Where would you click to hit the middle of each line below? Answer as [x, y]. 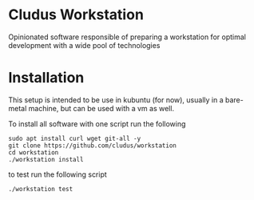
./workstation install [46, 159]
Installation [46, 78]
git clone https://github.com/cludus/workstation [93, 146]
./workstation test [41, 189]
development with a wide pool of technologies [84, 45]
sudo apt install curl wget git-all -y [75, 138]
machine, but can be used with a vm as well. [101, 108]
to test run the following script [58, 174]
